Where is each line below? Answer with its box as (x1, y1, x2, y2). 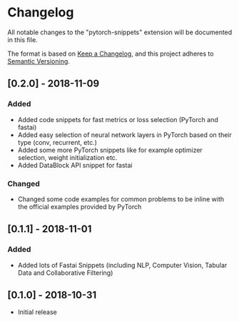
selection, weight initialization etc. (17, 153, 118, 161)
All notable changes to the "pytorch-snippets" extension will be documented (7, 28, 233, 36)
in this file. (7, 35, 38, 44)
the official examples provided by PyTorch (17, 202, 142, 211)
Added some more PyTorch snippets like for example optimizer (17, 146, 203, 154)
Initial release (17, 308, 57, 316)
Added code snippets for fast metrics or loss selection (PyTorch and (17, 115, 219, 124)
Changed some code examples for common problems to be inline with (17, 194, 225, 203)
